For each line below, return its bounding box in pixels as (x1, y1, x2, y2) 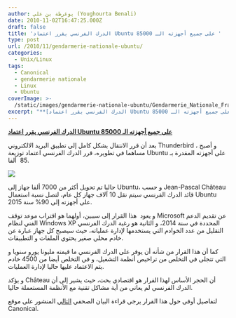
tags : (8, 62, 24, 69)
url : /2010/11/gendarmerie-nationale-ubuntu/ (8, 43, 143, 50)
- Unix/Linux (14, 56, 53, 63)
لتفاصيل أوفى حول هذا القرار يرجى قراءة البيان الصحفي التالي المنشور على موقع (8, 296, 218, 305)
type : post (8, 37, 40, 44)
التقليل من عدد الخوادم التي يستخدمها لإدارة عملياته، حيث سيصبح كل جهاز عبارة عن (8, 226, 223, 234)
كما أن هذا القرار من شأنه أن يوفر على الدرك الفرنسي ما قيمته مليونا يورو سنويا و (8, 247, 219, 256)
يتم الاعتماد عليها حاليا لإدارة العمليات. (8, 262, 104, 270)
